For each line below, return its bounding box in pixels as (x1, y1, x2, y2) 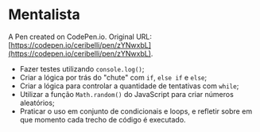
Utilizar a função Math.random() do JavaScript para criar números (19, 89, 235, 99)
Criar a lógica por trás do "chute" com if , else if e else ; (19, 72, 208, 82)
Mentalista (8, 6, 81, 24)
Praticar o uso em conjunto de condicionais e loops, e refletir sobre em (19, 106, 253, 116)
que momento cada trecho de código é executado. (19, 115, 186, 124)
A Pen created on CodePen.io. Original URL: (8, 32, 153, 41)
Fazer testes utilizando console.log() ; (19, 64, 145, 73)
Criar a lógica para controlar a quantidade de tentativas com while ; (19, 81, 239, 91)
